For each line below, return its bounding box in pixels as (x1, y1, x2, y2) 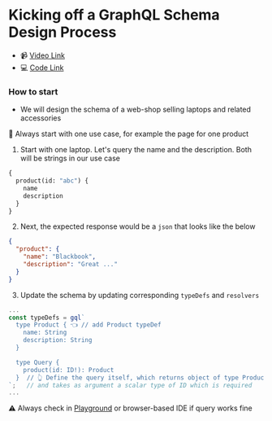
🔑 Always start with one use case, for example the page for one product (8, 129, 249, 139)
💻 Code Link (19, 63, 64, 72)
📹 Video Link (19, 50, 65, 60)
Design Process (8, 23, 117, 42)
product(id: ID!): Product (23, 366, 114, 374)
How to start (8, 86, 58, 97)
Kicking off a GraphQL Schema (8, 6, 221, 24)
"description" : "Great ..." (23, 261, 118, 269)
